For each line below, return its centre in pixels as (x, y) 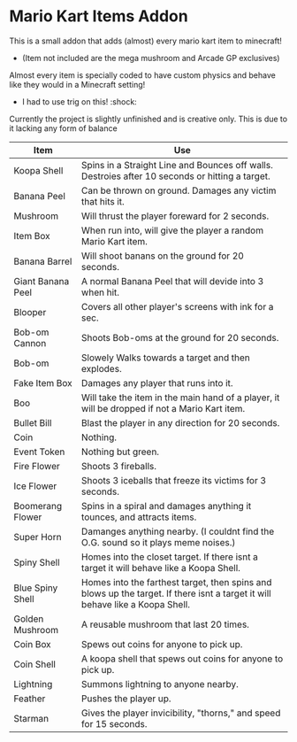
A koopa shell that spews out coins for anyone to (182, 659)
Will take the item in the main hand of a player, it (180, 398)
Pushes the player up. (126, 699)
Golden (29, 619)
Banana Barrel (43, 261)
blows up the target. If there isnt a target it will (176, 593)
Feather (30, 699)
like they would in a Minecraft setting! (77, 84)
